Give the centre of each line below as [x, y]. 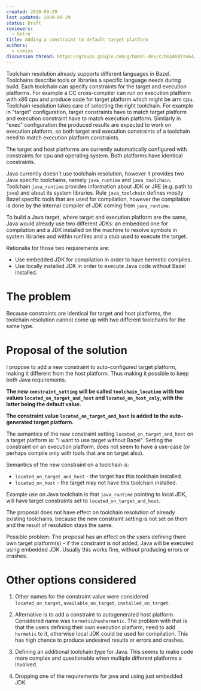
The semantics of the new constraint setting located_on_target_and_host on [100, 434]
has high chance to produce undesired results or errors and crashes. [100, 640]
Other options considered [71, 580]
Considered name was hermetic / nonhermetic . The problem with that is [101, 621]
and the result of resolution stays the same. [60, 525]
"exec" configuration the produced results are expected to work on [89, 124]
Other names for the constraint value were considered [81, 597]
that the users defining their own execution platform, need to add [95, 627]
